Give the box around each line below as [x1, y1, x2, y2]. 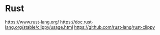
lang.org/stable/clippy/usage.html [5, 24, 73, 30]
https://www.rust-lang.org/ [5, 19, 59, 25]
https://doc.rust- [60, 19, 94, 25]
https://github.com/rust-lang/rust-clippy [74, 24, 155, 30]
